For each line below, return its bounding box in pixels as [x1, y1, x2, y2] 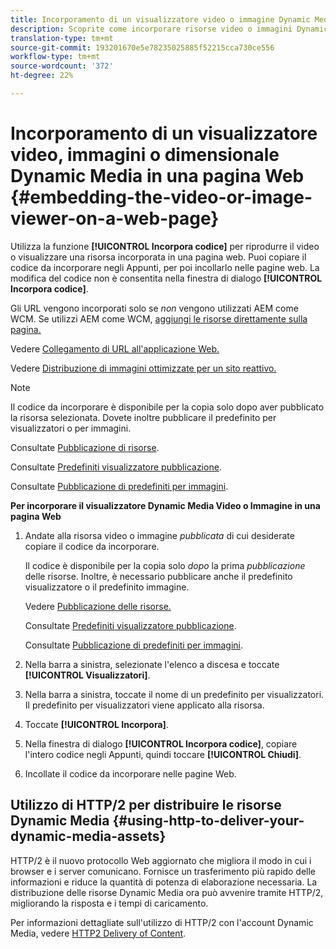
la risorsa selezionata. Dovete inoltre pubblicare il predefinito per [10, 411, 277, 423]
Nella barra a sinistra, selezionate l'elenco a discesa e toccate [24, 658, 280, 670]
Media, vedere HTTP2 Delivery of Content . [10, 927, 187, 939]
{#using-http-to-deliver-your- [112, 812, 305, 830]
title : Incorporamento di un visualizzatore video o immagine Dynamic [10, 14, 311, 25]
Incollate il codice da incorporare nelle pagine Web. [24, 767, 237, 780]
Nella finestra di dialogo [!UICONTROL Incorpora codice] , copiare [24, 737, 298, 750]
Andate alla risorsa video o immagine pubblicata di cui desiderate [24, 529, 295, 541]
